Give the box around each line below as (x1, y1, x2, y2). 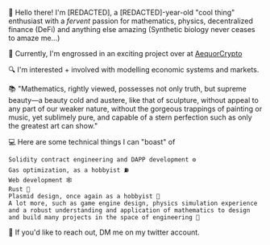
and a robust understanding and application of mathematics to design (8, 206, 251, 214)
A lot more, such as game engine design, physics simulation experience (8, 199, 258, 207)
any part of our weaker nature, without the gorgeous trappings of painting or (8, 104, 263, 113)
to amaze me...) (8, 33, 60, 43)
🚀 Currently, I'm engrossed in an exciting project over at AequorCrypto (8, 49, 243, 58)
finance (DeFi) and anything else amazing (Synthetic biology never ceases (8, 25, 255, 34)
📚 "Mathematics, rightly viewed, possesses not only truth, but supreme (8, 84, 247, 93)
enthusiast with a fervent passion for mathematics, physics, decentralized (8, 16, 254, 26)
